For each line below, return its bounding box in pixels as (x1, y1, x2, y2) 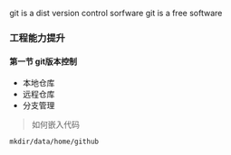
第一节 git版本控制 (9, 56, 78, 67)
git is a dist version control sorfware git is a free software (9, 8, 223, 18)
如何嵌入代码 (31, 119, 80, 130)
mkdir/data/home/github (9, 137, 100, 147)
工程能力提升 (9, 32, 66, 44)
